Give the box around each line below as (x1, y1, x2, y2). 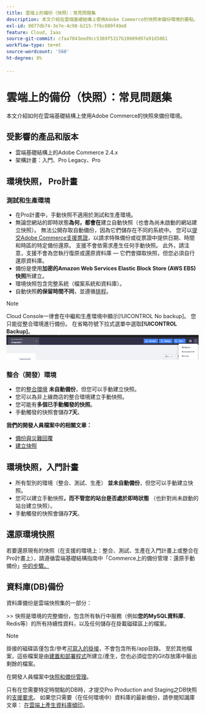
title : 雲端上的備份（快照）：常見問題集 (6, 10, 96, 16)
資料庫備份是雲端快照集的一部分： (6, 599, 92, 606)
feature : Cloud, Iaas (6, 29, 62, 35)
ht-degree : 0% (6, 55, 43, 61)
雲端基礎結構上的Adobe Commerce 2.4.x (15, 149, 118, 156)
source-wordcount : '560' (6, 49, 70, 55)
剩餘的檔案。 (6, 660, 38, 667)
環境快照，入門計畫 (6, 462, 79, 472)
